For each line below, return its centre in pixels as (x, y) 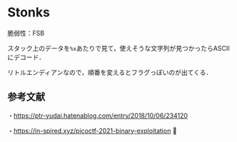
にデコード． (26, 57)
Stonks (29, 12)
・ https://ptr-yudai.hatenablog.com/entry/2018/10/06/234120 (97, 116)
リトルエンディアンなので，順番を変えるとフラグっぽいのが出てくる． (110, 72)
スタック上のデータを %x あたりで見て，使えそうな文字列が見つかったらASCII (118, 48)
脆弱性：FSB (26, 33)
